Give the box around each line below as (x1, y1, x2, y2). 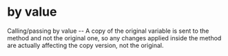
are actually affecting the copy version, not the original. (7, 41, 164, 49)
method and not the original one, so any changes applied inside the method (7, 33, 222, 42)
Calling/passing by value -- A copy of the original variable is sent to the (7, 27, 209, 35)
